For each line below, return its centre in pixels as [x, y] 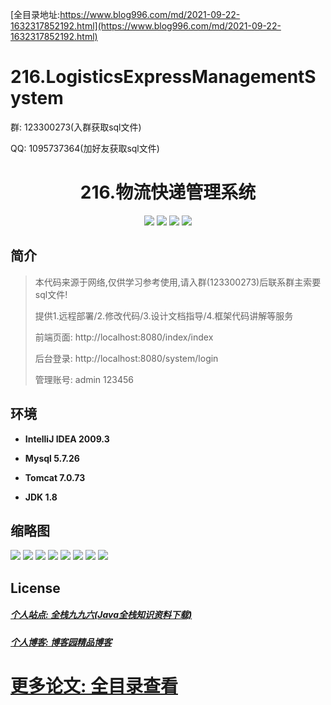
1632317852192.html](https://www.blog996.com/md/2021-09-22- [146, 26]
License [35, 588]
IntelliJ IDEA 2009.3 [67, 439]
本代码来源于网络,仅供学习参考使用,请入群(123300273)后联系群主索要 [178, 282]
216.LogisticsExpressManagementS [163, 77]
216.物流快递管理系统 [168, 192]
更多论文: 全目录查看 [94, 685]
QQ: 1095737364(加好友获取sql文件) [85, 148]
